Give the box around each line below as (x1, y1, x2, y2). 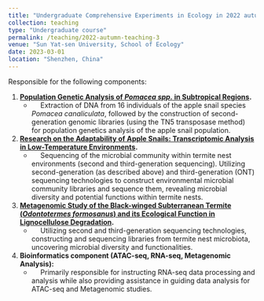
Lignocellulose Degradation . (19, 217, 115, 226)
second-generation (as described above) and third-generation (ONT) (31, 167, 255, 177)
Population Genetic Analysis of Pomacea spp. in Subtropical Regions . (19, 92, 252, 101)
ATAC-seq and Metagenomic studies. (31, 284, 152, 293)
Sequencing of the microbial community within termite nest (40, 150, 232, 160)
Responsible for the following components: (8, 76, 147, 86)
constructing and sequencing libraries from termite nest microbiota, (31, 233, 251, 244)
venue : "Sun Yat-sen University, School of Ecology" (8, 41, 185, 49)
